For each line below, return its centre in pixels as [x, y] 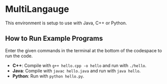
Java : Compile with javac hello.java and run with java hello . [77, 71]
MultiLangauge [37, 9]
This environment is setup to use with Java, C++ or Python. [66, 23]
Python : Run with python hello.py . [48, 76]
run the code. [19, 56]
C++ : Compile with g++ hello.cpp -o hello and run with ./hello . [79, 65]
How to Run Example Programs [54, 39]
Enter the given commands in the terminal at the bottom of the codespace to [83, 50]
